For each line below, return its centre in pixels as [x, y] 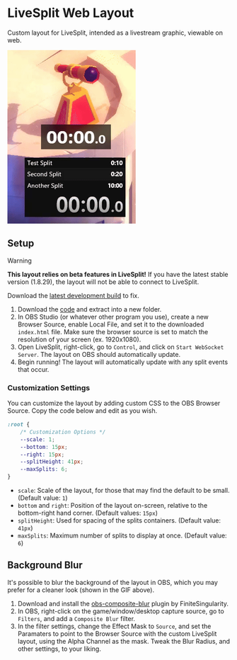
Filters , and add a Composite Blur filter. [76, 618]
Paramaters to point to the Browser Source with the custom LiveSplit [117, 633]
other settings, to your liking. [59, 649]
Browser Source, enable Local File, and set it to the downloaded [111, 324]
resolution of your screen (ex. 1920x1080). [79, 339]
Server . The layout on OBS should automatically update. [99, 354]
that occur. [33, 369]
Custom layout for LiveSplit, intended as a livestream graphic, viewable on [115, 33]
